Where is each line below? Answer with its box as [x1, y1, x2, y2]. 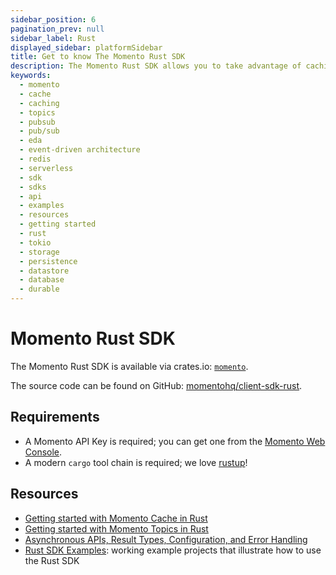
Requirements [10, 409, 100, 426]
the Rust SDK [24, 554, 80, 566]
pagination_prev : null [10, 24, 105, 34]
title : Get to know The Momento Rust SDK [10, 52, 186, 62]
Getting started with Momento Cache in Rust [24, 512, 208, 524]
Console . [24, 446, 63, 458]
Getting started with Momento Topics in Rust [24, 522, 209, 535]
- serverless [19, 163, 74, 173]
